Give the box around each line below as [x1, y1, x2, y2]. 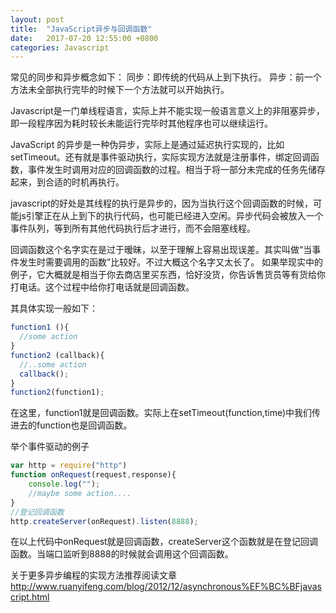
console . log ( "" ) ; [28, 479, 101, 489]
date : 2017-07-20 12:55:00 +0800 [10, 33, 159, 43]
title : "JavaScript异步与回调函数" [10, 24, 153, 34]
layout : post [10, 14, 65, 25]
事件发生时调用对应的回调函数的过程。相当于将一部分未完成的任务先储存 [27, 164, 326, 176]
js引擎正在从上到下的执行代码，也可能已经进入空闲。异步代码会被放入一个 [18, 210, 324, 222]
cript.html [10, 591, 50, 603]
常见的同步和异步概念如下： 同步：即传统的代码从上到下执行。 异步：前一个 [10, 71, 322, 83]
